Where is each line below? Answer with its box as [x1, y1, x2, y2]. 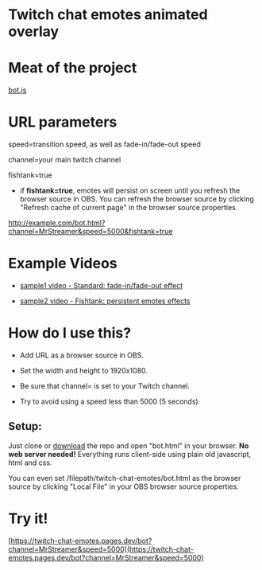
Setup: [8, 420, 42, 433]
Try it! [8, 509, 48, 527]
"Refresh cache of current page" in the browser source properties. [19, 203, 238, 213]
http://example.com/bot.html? [8, 218, 106, 228]
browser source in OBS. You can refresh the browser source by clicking [19, 194, 254, 204]
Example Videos [8, 255, 118, 272]
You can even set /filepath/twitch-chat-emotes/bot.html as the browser [8, 473, 241, 482]
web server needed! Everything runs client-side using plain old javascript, [8, 449, 252, 459]
